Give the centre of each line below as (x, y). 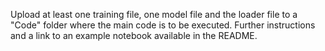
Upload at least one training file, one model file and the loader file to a (154, 14)
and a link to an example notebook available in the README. (134, 35)
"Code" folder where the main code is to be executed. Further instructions (163, 25)
